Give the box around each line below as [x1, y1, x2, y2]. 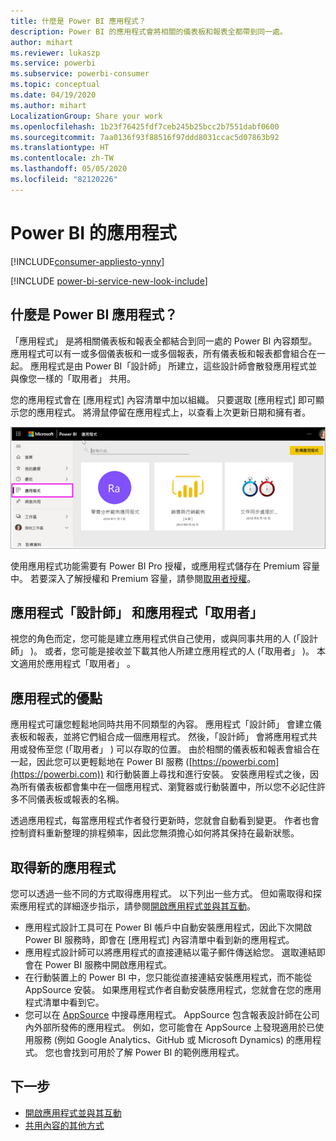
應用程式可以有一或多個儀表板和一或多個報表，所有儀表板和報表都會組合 [10, 347, 308, 359]
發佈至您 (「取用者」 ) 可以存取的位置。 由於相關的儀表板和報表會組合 [27, 743, 312, 755]
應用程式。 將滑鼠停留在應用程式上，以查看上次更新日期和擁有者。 [36, 406, 311, 418]
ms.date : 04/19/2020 [10, 90, 97, 100]
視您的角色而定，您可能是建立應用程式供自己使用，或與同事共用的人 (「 [10, 633, 302, 645]
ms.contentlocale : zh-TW [10, 153, 114, 164]
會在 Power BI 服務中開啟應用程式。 [24, 959, 173, 970]
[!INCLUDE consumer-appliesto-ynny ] [10, 255, 165, 267]
